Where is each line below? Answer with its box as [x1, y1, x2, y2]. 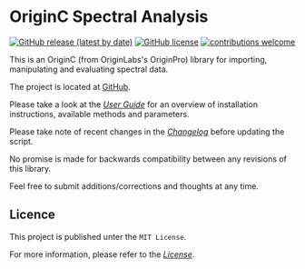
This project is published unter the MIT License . [9, 231, 187, 242]
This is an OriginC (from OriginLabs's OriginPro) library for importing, [9, 54, 268, 65]
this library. [9, 163, 52, 174]
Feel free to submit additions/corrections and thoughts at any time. [9, 180, 259, 192]
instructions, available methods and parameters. [9, 108, 190, 119]
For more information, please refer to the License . [9, 248, 195, 260]
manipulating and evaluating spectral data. [9, 64, 169, 75]
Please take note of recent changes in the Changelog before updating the [9, 125, 285, 137]
